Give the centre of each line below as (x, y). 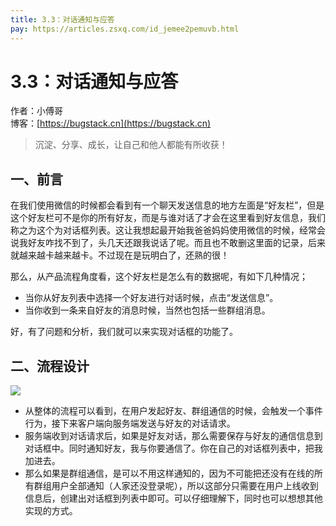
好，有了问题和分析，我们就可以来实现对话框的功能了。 (124, 332)
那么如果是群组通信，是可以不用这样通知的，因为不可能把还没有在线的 (169, 473)
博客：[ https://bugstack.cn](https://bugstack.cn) (111, 123)
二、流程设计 (50, 366)
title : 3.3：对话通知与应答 (62, 19)
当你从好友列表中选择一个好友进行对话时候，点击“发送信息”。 (151, 298)
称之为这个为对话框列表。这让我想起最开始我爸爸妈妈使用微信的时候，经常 (163, 230)
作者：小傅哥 (36, 111)
